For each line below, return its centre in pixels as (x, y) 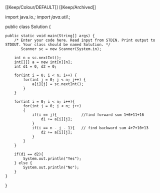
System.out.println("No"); (51, 167)
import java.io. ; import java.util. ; (38, 17)
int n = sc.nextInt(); (38, 58)
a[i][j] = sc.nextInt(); (58, 84)
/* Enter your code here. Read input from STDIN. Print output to (85, 40)
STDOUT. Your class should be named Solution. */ (58, 45)
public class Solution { (28, 27)
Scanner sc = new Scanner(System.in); (61, 49)
